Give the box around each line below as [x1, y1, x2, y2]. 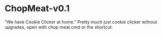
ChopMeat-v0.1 [4, 3, 70, 14]
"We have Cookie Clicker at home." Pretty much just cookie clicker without [4, 19, 158, 25]
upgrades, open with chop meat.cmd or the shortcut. [4, 24, 113, 30]
